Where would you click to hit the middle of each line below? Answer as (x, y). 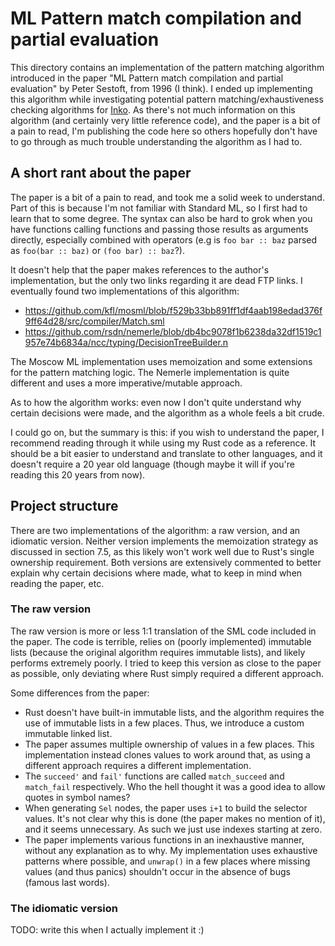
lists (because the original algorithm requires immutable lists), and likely (158, 652)
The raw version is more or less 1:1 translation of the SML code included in (163, 631)
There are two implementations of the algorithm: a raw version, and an (155, 530)
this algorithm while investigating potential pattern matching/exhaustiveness (167, 99)
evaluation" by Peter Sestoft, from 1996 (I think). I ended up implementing (161, 88)
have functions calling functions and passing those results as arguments (159, 229)
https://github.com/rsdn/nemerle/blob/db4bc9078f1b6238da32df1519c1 (173, 331)
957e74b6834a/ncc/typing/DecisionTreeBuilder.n (126, 342)
